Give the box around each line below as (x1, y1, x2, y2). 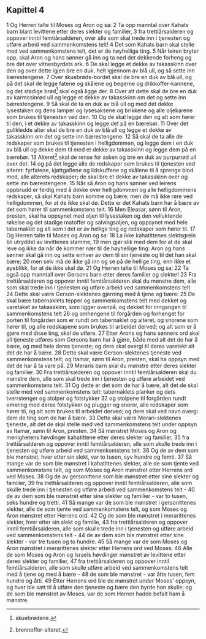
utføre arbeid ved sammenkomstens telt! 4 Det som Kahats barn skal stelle (6, 40, 195, 48)
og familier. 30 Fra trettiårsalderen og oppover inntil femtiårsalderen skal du (6, 369, 197, 376)
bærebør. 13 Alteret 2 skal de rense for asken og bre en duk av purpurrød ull (6, 153, 196, 161)
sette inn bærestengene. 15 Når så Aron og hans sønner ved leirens (6, 180, 177, 187)
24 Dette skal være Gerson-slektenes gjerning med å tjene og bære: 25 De (6, 291, 196, 298)
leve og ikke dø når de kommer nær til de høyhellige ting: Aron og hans (6, 245, 185, 252)
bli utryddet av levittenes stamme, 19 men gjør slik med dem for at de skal (6, 239, 193, 246)
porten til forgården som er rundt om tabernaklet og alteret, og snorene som (6, 316, 199, 324)
